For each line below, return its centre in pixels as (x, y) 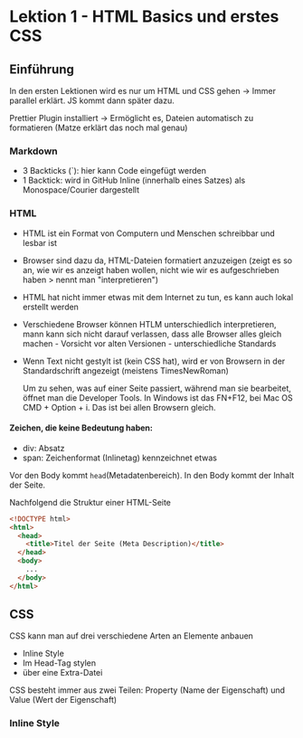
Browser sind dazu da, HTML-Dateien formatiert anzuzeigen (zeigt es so (157, 260)
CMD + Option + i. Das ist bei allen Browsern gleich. (119, 407)
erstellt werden (51, 307)
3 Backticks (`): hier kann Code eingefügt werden (114, 171)
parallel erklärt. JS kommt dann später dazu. (92, 100)
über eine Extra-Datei (62, 673)
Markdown (33, 151)
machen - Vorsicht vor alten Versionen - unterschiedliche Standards (149, 343)
